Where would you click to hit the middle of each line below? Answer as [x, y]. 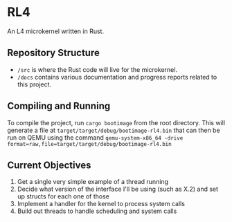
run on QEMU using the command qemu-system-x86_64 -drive [95, 137]
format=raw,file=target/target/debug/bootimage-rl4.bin [89, 144]
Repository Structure [54, 53]
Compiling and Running [59, 106]
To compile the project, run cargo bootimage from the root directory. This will [116, 122]
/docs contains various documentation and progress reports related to [117, 77]
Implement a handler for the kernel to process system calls [101, 204]
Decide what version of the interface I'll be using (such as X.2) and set [118, 189]
